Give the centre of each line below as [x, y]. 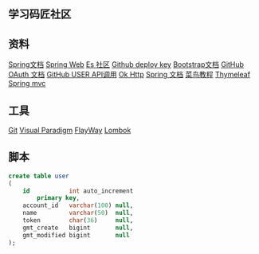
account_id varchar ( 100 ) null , [78, 205]
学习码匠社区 [40, 14]
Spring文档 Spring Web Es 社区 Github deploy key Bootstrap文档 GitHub [126, 64]
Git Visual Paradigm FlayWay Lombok [70, 131]
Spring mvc [27, 84]
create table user [39, 176]
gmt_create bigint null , [78, 228]
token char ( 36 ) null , [78, 221]
